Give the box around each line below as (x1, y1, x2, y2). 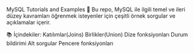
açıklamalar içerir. (6, 19, 51, 26)
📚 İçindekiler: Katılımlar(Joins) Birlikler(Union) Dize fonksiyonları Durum (6, 31, 188, 38)
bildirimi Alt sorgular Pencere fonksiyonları (6, 40, 114, 47)
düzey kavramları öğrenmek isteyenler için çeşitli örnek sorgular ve (6, 12, 176, 19)
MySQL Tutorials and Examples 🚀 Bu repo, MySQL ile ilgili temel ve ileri (6, 6, 185, 13)
